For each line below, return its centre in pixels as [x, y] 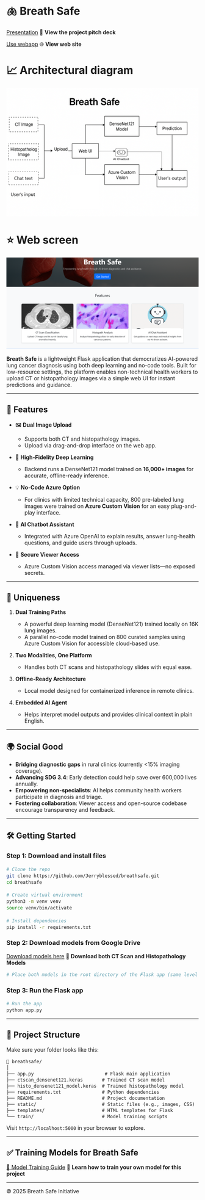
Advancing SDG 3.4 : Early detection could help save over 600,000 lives [106, 778]
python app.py [24, 1010]
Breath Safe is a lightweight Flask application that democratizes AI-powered [102, 359]
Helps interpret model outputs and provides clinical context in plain [109, 715]
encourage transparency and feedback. [65, 810]
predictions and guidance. [39, 385]
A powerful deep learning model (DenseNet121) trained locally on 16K [111, 624]
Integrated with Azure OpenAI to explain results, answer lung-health [110, 536]
